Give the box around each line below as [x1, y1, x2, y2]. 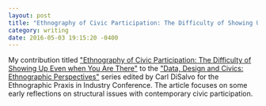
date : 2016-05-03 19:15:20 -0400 [8, 33, 119, 42]
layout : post [8, 11, 51, 20]
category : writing [8, 26, 69, 34]
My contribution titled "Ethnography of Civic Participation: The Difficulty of [8, 55, 252, 65]
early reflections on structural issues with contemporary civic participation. [8, 89, 253, 99]
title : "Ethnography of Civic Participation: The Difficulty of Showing [8, 19, 253, 27]
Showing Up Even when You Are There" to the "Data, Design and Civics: [8, 64, 244, 74]
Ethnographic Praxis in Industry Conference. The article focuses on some [8, 81, 248, 90]
